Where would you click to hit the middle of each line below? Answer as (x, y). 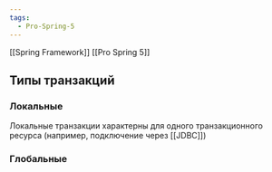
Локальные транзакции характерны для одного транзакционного (136, 126)
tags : (19, 18)
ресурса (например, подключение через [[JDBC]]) (108, 136)
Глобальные (39, 159)
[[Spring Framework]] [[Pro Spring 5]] (80, 52)
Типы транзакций (62, 80)
